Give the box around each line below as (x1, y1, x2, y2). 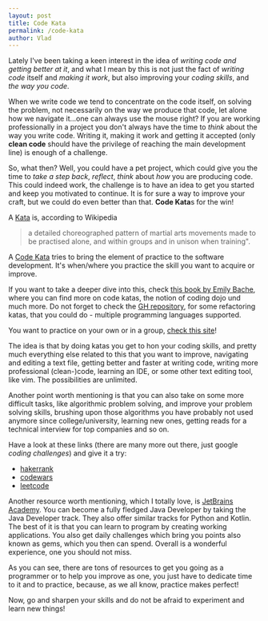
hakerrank (19, 464, 54, 474)
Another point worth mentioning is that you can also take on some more (8, 391, 245, 400)
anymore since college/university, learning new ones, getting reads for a (8, 416, 247, 426)
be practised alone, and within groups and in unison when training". (27, 237, 250, 246)
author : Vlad (8, 34, 52, 42)
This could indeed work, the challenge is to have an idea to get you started (8, 181, 254, 190)
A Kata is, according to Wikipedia (8, 213, 118, 222)
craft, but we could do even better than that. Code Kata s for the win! (8, 197, 234, 207)
